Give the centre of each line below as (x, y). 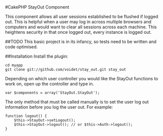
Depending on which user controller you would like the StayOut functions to (82, 79)
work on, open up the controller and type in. (50, 84)
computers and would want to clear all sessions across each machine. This (81, 27)
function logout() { (26, 116)
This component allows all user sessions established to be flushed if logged (82, 16)
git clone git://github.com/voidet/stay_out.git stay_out (66, 69)
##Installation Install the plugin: (37, 56)
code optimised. (21, 47)
